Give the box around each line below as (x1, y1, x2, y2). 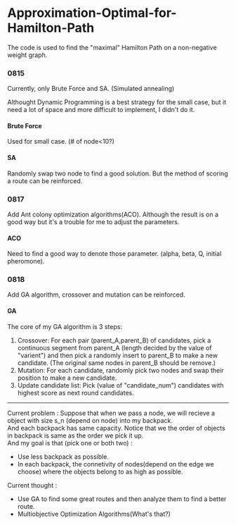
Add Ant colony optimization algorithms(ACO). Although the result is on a (7, 210, 219, 218)
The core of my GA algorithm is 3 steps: (7, 322, 123, 331)
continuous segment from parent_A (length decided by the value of (17, 343, 212, 352)
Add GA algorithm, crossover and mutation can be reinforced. (7, 290, 185, 299)
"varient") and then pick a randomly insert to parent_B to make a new (17, 351, 218, 359)
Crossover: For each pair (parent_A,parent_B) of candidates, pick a (17, 336, 211, 345)
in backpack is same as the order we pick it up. (7, 431, 144, 440)
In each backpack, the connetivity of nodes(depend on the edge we (17, 459, 214, 468)
